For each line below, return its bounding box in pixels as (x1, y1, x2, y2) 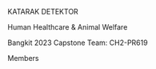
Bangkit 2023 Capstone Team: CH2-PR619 (7, 38, 149, 47)
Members (7, 54, 39, 63)
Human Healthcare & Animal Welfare (7, 22, 128, 31)
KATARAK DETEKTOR (7, 7, 79, 16)
